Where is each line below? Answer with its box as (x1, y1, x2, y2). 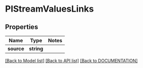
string (29, 45, 43, 52)
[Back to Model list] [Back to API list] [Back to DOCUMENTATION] (5, 58, 138, 64)
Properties (5, 23, 38, 31)
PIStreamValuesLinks (5, 3, 94, 15)
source (7, 45, 25, 52)
